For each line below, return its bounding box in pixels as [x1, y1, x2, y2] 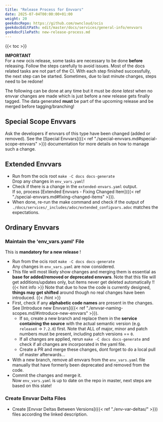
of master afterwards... [19, 352, 66, 358]
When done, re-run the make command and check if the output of [12, 199, 145, 205]
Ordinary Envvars [5, 224, 59, 232]
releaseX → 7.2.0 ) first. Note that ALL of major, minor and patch [19, 326, 148, 332]
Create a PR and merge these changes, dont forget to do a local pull [19, 346, 156, 352]
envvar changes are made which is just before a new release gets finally [5, 93, 150, 99]
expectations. [12, 209, 40, 215]
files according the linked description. [12, 411, 88, 417]
